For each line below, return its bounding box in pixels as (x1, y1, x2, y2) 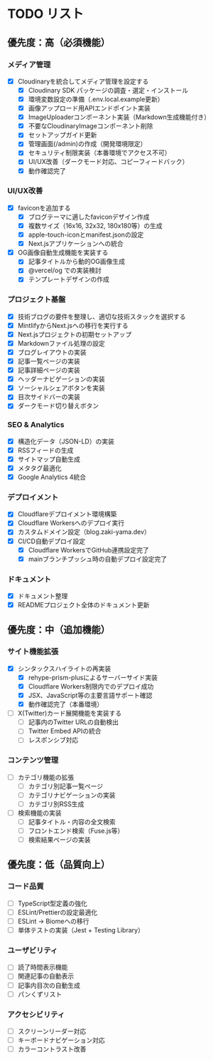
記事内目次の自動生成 (17, 981, 80, 989)
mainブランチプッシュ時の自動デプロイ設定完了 (28, 555, 168, 563)
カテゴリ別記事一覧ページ (28, 781, 104, 791)
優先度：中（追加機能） (7, 624, 110, 636)
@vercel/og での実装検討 (28, 266, 102, 274)
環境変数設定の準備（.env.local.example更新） (28, 95, 165, 103)
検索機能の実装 (17, 808, 62, 817)
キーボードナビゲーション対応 (17, 1036, 105, 1044)
